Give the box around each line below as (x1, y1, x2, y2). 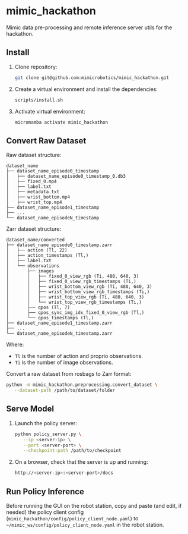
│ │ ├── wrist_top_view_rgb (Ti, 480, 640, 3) (6, 294, 145, 300)
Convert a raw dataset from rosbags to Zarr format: (6, 370, 132, 378)
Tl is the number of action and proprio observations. (14, 353, 144, 360)
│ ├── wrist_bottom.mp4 (6, 194, 70, 200)
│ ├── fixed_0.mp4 (6, 178, 58, 185)
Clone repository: (14, 63, 58, 70)
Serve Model (6, 404, 55, 414)
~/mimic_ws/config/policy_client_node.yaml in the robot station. (6, 521, 164, 528)
